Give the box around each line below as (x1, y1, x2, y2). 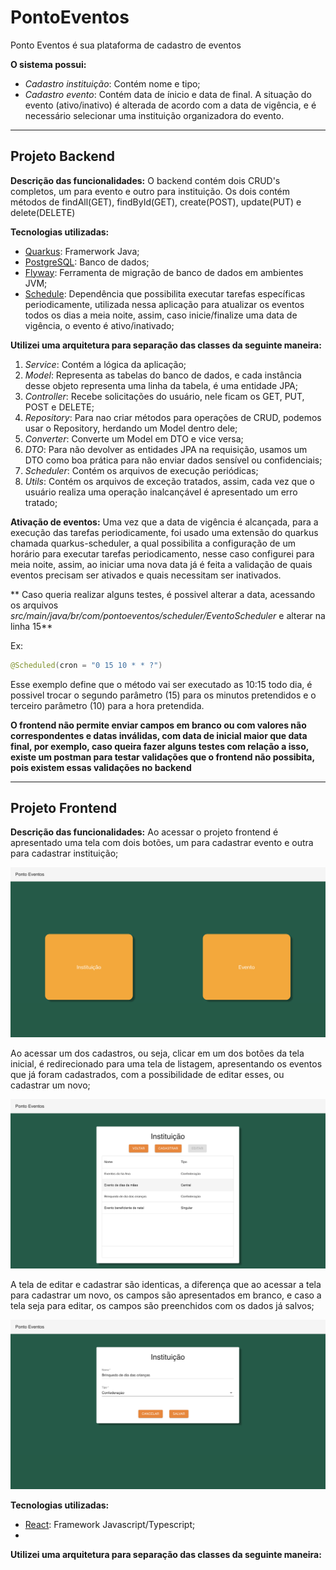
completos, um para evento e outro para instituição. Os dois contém (10, 185, 291, 197)
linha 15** (10, 620, 53, 632)
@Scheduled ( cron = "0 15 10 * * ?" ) (10, 660, 163, 670)
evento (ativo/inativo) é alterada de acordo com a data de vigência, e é (24, 99, 317, 111)
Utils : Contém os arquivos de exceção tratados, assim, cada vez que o (24, 475, 315, 487)
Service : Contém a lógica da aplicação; (24, 358, 187, 370)
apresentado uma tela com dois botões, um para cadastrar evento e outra (10, 837, 314, 849)
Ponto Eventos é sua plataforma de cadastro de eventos (10, 39, 242, 51)
